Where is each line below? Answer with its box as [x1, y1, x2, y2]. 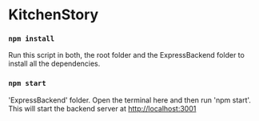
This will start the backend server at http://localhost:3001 [8, 103, 197, 113]
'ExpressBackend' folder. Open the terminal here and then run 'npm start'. [8, 95, 252, 105]
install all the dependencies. [8, 58, 101, 69]
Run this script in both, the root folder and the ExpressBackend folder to [8, 50, 245, 60]
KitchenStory [8, 6, 99, 24]
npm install [8, 34, 55, 43]
